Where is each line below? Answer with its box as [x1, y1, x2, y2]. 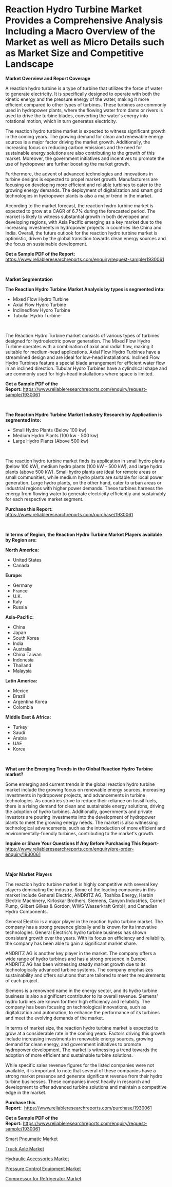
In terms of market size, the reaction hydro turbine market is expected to [5, 1024, 159, 1031]
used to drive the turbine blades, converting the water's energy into [5, 112, 148, 119]
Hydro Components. [5, 908, 48, 914]
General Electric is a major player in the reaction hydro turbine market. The [5, 918, 163, 924]
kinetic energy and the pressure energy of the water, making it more [5, 96, 149, 102]
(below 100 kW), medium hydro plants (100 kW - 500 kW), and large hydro [5, 463, 163, 469]
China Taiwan [12, 651, 42, 657]
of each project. [5, 977, 40, 983]
